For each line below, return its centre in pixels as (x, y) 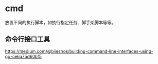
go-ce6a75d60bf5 (24, 56)
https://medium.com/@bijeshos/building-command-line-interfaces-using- (79, 51)
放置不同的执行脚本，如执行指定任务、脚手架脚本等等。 (60, 22)
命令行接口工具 (27, 39)
